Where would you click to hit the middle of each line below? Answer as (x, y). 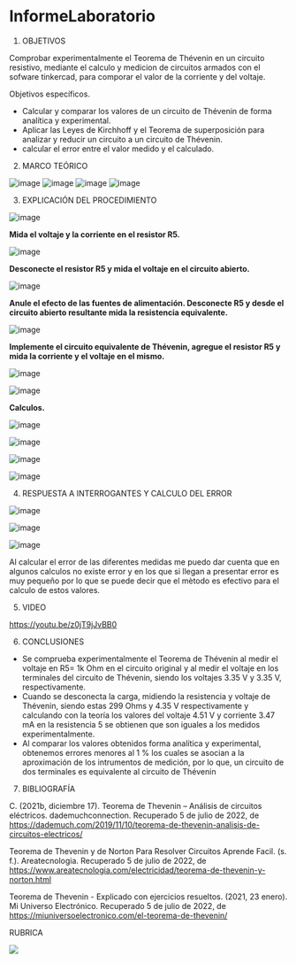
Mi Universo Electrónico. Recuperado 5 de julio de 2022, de (118, 905)
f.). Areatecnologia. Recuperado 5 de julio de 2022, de (108, 860)
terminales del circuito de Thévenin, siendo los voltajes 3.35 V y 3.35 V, (152, 677)
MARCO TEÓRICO (55, 166)
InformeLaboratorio (83, 16)
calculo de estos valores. (54, 589)
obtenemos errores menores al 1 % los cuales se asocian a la (133, 752)
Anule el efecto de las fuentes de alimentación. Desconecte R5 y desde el (147, 303)
